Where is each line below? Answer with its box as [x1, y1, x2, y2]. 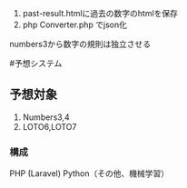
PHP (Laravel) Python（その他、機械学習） [9, 168, 170, 179]
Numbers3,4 [22, 112, 70, 123]
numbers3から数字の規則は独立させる [9, 39, 152, 49]
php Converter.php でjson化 [22, 19, 127, 30]
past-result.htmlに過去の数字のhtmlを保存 [22, 8, 179, 18]
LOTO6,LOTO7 [22, 121, 77, 132]
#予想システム [9, 58, 63, 68]
